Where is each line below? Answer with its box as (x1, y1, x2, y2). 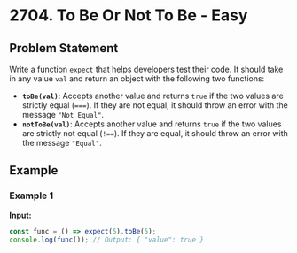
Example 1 (9, 189, 54, 202)
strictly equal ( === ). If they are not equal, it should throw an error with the (21, 100, 288, 111)
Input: (9, 210, 32, 220)
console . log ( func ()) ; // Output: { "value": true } (9, 235, 204, 244)
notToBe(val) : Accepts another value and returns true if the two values (21, 119, 282, 129)
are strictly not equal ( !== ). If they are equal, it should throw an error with (21, 128, 288, 138)
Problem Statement (9, 41, 119, 56)
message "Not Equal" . (21, 110, 105, 119)
